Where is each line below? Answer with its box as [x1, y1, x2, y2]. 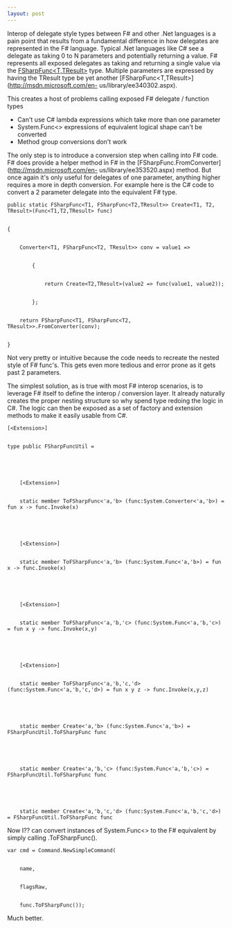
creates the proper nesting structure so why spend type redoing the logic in [7, 396, 224, 405]
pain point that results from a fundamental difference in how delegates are [7, 36, 220, 45]
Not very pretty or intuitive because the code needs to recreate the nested [7, 353, 220, 361]
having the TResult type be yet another [7, 74, 118, 82]
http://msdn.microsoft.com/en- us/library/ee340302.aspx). [9, 81, 178, 89]
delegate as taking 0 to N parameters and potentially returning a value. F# [7, 51, 218, 60]
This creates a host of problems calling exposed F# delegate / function [7, 95, 209, 103]
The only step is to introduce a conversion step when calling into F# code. [7, 151, 218, 159]
